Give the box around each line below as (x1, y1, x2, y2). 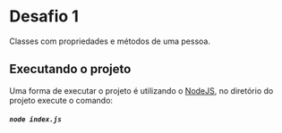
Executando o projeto (9, 62, 132, 77)
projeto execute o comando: (9, 95, 114, 105)
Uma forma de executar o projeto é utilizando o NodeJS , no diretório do (9, 85, 274, 96)
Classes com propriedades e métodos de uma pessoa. (9, 36, 210, 46)
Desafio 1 (9, 6, 79, 27)
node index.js (9, 115, 63, 124)
